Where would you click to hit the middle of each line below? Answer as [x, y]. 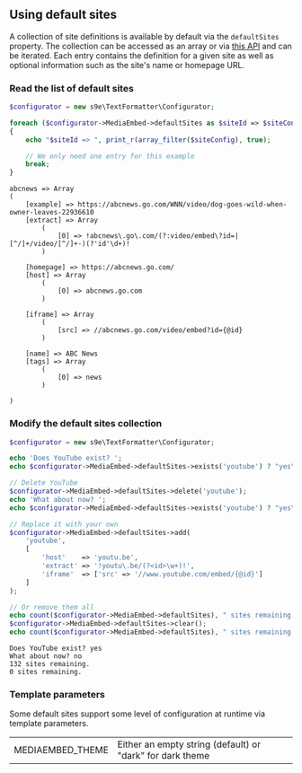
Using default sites [63, 15]
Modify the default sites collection [86, 424]
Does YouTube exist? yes [56, 649]
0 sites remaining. [46, 672]
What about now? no [46, 656]
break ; [38, 164]
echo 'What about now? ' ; [58, 499]
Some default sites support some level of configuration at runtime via [138, 714]
